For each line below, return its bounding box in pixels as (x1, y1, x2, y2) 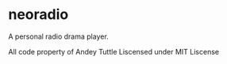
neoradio (8, 6, 69, 24)
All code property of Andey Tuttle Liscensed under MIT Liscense (8, 47, 220, 56)
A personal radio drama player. (8, 32, 109, 41)
